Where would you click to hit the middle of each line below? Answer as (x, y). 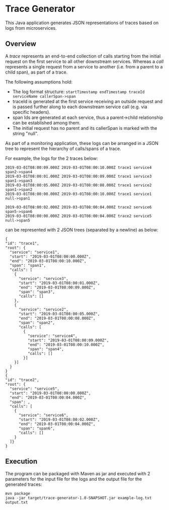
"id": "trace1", (22, 243)
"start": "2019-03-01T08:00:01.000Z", (59, 283)
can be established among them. (47, 123)
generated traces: (24, 484)
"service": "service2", (44, 309)
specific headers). (31, 112)
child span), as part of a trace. (36, 72)
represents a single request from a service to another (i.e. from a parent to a (84, 66)
